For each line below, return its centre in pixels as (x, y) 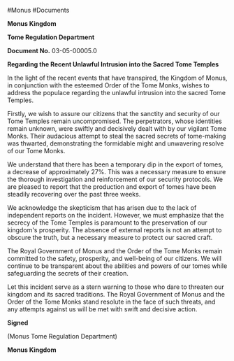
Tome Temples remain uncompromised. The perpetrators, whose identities (115, 121)
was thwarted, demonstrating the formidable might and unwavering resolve (116, 143)
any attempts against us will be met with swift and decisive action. (102, 309)
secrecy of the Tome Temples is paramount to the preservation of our (107, 222)
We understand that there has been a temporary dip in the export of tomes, (115, 164)
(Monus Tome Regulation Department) (62, 336)
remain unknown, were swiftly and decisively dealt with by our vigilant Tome (117, 128)
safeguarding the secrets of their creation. (68, 273)
